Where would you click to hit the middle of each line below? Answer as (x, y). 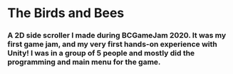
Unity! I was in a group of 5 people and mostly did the (101, 53)
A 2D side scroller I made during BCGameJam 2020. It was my (117, 36)
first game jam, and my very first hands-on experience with (112, 44)
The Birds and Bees (66, 13)
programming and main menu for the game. (84, 62)
